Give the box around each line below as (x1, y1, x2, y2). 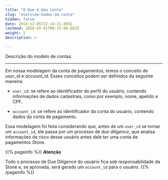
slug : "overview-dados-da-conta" (5, 12, 75, 17)
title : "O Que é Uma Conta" (5, 7, 64, 12)
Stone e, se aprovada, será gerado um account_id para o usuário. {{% (5, 163, 149, 170)
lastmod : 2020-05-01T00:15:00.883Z (5, 26, 79, 31)
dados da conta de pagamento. (12, 113, 77, 119)
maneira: (5, 78, 23, 84)
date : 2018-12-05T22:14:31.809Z (5, 21, 72, 26)
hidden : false (5, 16, 35, 21)
